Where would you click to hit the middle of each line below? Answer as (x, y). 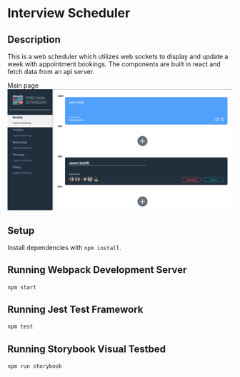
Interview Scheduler (69, 13)
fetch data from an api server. (51, 72)
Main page (23, 86)
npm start (22, 287)
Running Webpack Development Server (97, 270)
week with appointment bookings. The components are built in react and (114, 64)
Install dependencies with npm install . (64, 247)
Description (34, 40)
